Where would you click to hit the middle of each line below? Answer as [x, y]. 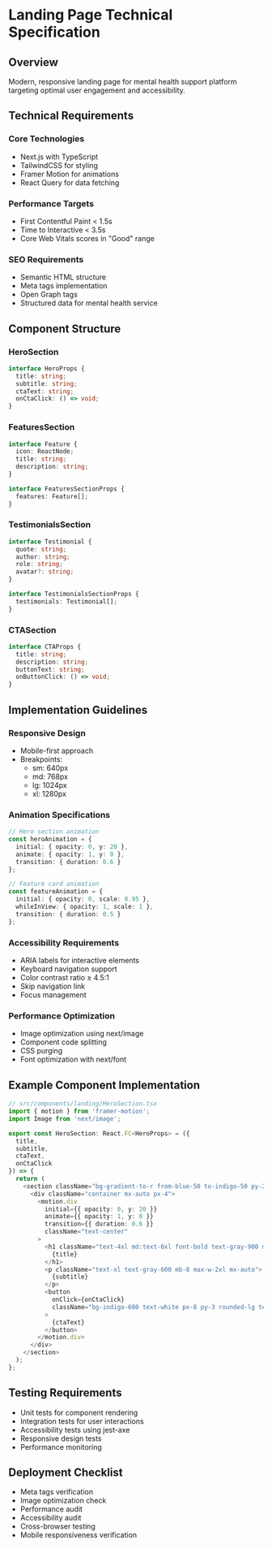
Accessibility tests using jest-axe [75, 1429]
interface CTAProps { [45, 646]
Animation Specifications [59, 815]
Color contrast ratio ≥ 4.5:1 [64, 978]
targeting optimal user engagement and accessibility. [97, 90]
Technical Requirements [71, 116]
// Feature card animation [54, 884]
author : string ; [43, 557]
